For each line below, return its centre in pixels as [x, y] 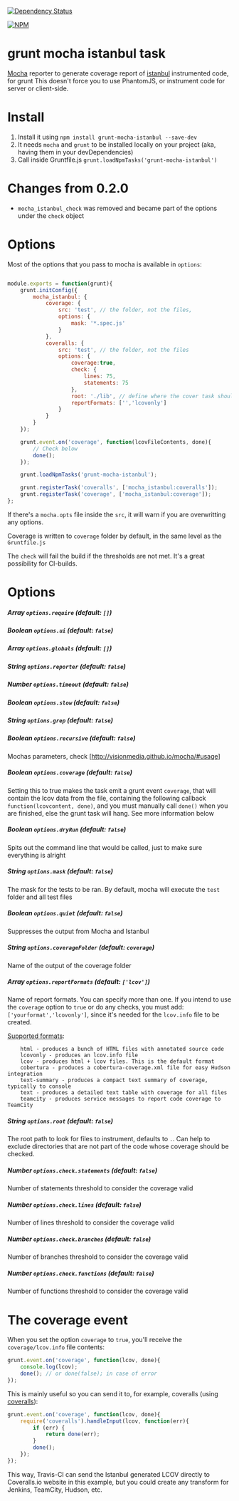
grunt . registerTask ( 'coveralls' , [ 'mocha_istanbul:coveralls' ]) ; [119, 488]
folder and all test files [40, 897]
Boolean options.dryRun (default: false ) [67, 829]
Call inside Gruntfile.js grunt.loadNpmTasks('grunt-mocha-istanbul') [117, 160]
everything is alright [37, 855]
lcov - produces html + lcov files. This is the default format [117, 1061]
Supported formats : [36, 1036]
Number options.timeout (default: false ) [68, 685]
